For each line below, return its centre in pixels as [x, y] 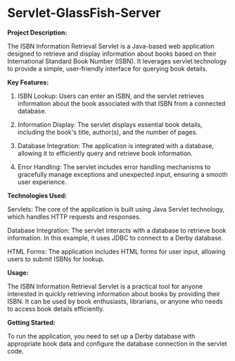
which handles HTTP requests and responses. [74, 216]
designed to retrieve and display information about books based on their [112, 54]
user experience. [42, 182]
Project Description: [37, 32]
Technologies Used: [37, 195]
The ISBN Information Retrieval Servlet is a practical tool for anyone [105, 286]
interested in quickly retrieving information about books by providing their [114, 293]
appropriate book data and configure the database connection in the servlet [117, 343]
